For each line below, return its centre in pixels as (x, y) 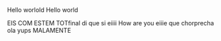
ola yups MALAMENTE (39, 30)
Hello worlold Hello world (43, 10)
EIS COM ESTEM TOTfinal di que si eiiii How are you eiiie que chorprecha (110, 23)
